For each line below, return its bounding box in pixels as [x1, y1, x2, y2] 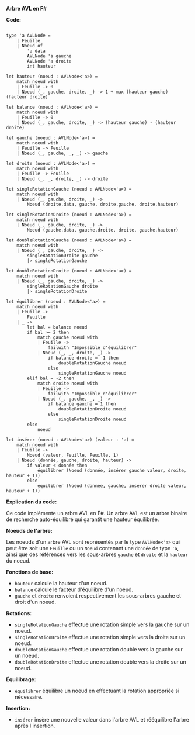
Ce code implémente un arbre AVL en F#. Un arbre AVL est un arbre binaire [6, 510, 187, 516]
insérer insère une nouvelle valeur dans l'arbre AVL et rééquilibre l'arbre [14, 716, 190, 723]
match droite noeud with [37, 381, 98, 387]
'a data [27, 48, 46, 54]
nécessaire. [14, 693, 43, 701]
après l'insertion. [14, 722, 55, 729]
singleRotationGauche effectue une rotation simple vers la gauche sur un [14, 621, 190, 628]
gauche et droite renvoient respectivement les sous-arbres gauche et [14, 592, 182, 599]
